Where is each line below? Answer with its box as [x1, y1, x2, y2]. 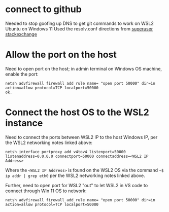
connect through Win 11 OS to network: [5, 188, 87, 194]
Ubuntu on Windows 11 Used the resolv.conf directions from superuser [5, 25, 153, 31]
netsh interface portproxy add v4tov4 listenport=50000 [5, 149, 126, 154]
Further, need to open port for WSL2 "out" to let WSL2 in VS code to [5, 182, 148, 188]
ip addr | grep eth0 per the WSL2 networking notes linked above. [5, 172, 146, 179]
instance [5, 118, 43, 129]
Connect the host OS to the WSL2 [5, 107, 150, 118]
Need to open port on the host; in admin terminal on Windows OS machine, [5, 65, 162, 72]
